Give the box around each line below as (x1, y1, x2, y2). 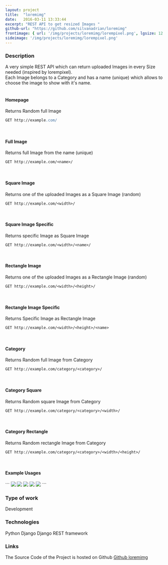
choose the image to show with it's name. (5, 80, 92, 86)
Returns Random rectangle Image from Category (5, 440, 106, 446)
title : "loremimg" (5, 12, 46, 17)
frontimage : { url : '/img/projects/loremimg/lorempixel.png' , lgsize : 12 (5, 31, 163, 36)
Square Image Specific (5, 221, 54, 227)
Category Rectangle (5, 429, 48, 435)
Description (5, 52, 35, 59)
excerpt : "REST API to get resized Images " (5, 21, 100, 27)
